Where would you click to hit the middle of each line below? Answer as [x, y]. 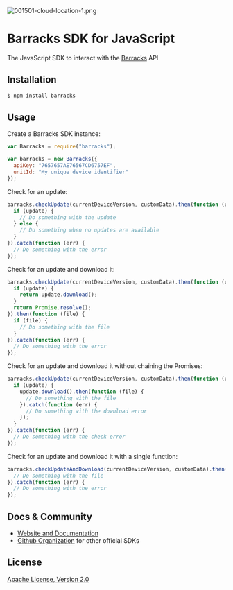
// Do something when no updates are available [89, 230]
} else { [26, 224]
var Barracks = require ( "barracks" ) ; [62, 147]
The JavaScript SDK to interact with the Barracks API [83, 58]
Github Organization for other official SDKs [78, 540]
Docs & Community [50, 517]
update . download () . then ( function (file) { [82, 392]
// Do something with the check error [70, 437]
